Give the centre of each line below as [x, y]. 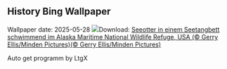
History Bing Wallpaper [59, 12]
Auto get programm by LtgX [47, 58]
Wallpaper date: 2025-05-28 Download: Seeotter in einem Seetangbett [113, 29]
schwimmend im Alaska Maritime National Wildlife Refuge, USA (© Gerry [113, 37]
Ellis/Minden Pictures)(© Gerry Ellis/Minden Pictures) [84, 44]
